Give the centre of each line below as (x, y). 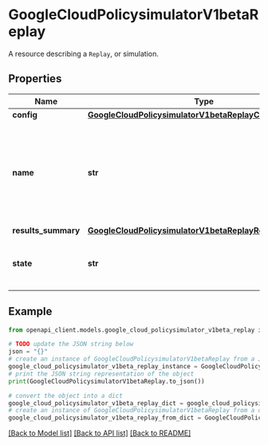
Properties (35, 79)
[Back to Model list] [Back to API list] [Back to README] (100, 433)
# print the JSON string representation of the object (101, 374)
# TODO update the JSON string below (71, 345)
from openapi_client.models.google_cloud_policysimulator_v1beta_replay (132, 330)
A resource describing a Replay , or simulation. (84, 53)
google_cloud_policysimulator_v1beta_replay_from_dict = (105, 418)
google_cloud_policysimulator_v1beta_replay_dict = (96, 403)
